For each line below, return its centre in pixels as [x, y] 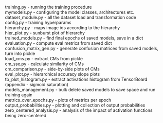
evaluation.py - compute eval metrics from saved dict [58, 43]
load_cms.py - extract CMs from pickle [44, 59]
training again [19, 95]
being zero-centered [26, 115]
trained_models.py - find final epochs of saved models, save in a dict [74, 38]
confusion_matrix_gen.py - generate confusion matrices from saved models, [82, 48]
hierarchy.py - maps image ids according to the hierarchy [63, 28]
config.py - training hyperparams [38, 22]
